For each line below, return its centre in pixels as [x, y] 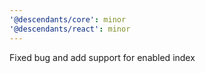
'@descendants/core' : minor [68, 19]
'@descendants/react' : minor [70, 29]
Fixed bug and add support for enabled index [102, 57]
